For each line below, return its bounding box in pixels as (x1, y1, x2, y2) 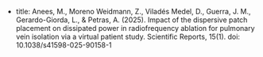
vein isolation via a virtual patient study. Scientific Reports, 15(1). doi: (15, 32, 241, 41)
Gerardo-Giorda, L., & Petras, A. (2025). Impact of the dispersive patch (15, 15, 248, 25)
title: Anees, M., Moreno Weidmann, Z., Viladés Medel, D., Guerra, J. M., (15, 7, 252, 16)
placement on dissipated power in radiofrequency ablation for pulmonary (15, 24, 256, 32)
